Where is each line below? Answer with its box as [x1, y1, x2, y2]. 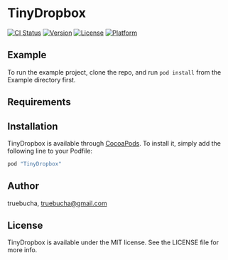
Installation [7, 120, 58, 132]
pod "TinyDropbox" [7, 160, 62, 168]
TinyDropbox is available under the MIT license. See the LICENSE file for [7, 238, 219, 247]
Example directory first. [7, 75, 76, 84]
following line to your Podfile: [7, 146, 93, 155]
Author [7, 180, 39, 193]
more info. [7, 246, 38, 254]
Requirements [7, 96, 71, 108]
